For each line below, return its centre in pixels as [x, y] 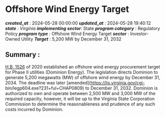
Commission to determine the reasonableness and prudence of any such [80, 104]
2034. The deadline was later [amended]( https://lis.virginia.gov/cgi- [75, 82]
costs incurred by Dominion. [34, 109]
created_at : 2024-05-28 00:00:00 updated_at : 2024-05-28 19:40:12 [78, 23]
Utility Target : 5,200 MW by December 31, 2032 [71, 39]
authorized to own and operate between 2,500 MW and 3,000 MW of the [80, 93]
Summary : [22, 55]
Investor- [139, 33]
